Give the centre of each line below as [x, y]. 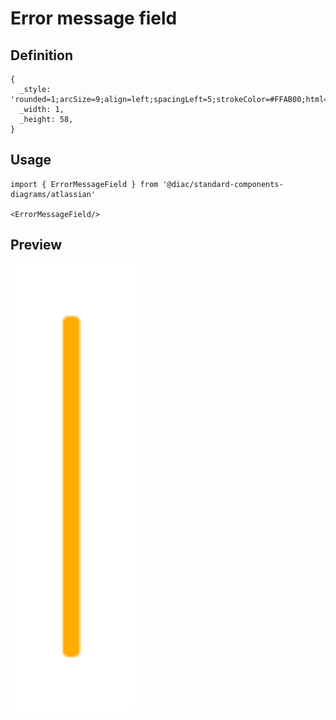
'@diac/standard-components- [223, 184]
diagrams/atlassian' [53, 194]
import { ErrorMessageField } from [84, 184]
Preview [36, 245]
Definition [41, 55]
